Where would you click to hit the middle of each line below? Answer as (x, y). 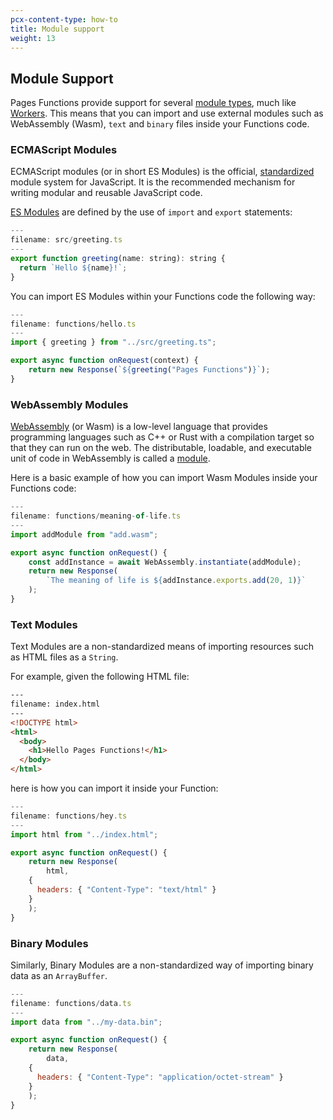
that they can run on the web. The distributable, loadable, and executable (161, 448)
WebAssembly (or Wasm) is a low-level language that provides (139, 427)
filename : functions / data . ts (71, 1003)
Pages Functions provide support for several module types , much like (153, 103)
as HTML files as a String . (64, 657)
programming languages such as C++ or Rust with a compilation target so (162, 437)
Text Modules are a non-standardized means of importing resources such (162, 647)
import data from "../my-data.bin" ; (86, 1022)
